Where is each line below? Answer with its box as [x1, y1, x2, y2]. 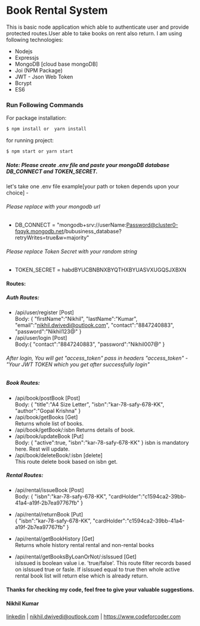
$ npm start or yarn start [6, 148, 73, 154]
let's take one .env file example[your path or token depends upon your [6, 183, 180, 190]
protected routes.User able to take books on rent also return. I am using [6, 29, 182, 37]
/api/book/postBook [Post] [14, 394, 81, 402]
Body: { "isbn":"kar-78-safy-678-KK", [14, 493, 107, 500]
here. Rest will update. [14, 445, 70, 452]
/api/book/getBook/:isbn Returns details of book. [14, 426, 136, 433]
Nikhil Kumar [6, 600, 39, 607]
